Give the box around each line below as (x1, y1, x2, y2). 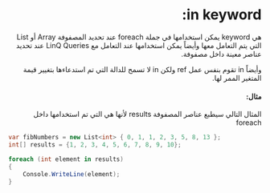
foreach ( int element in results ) (8, 155, 125, 163)
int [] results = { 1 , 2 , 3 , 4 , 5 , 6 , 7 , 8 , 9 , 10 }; (8, 141, 182, 149)
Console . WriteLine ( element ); (22, 170, 121, 178)
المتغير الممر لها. (211, 73, 262, 82)
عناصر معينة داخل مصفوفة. (180, 49, 262, 58)
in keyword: (182, 6, 262, 24)
